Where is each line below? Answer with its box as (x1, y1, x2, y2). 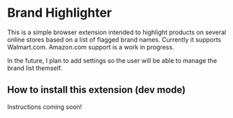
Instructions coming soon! (7, 103, 82, 111)
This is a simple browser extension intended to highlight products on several (7, 28, 227, 36)
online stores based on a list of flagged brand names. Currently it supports (7, 35, 222, 43)
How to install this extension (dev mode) (7, 84, 186, 96)
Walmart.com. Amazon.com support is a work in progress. (7, 43, 174, 51)
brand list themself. (7, 64, 63, 72)
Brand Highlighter (7, 5, 112, 21)
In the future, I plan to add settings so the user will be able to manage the (7, 56, 218, 64)
